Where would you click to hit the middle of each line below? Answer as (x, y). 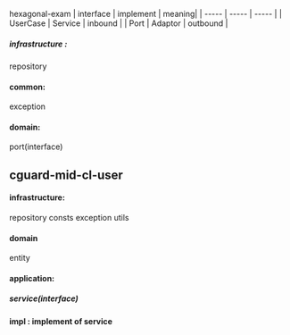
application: (32, 278)
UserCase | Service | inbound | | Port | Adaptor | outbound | (119, 23)
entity (20, 258)
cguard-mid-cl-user (66, 175)
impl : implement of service (61, 321)
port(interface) (36, 147)
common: (28, 87)
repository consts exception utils (69, 217)
